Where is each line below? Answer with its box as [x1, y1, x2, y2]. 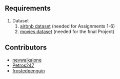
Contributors [5, 43, 47, 52]
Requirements [5, 4, 51, 13]
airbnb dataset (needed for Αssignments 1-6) [19, 23, 115, 29]
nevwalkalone [12, 57, 42, 63]
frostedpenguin [12, 67, 45, 73]
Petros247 [12, 62, 34, 68]
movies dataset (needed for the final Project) [19, 28, 115, 35]
